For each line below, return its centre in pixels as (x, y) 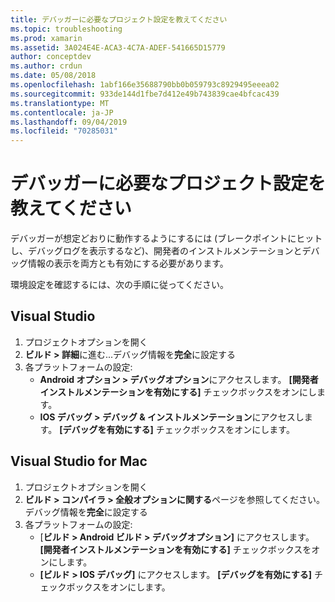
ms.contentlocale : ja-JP (62, 112)
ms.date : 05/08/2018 (53, 76)
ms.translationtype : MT (60, 103)
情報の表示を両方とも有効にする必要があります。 (128, 263)
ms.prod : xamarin (46, 38)
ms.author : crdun (46, 66)
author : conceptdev (51, 57)
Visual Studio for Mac (79, 461)
